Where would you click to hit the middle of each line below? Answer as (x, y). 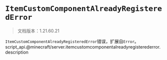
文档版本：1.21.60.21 (38, 31)
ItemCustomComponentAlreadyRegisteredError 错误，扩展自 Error (70, 41)
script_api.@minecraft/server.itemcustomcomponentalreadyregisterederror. (83, 47)
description (17, 52)
